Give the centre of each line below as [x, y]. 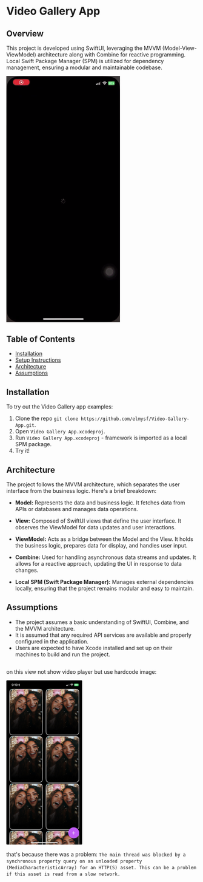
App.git [25, 426]
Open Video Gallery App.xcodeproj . [60, 432]
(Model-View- [179, 48]
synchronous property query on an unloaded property [74, 861]
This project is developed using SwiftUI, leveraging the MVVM [84, 48]
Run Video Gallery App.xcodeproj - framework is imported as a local [101, 438]
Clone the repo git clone [47, 419]
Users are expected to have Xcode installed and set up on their [94, 648]
